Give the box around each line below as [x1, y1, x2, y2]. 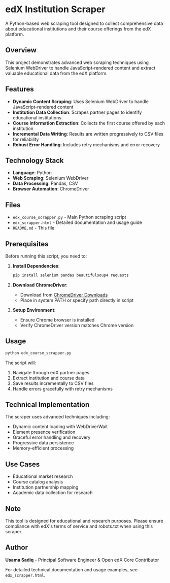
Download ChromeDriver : [12, 282, 67, 288]
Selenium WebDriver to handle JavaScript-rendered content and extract [5, 64, 156, 71]
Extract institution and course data [12, 375, 85, 381]
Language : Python [12, 170, 52, 176]
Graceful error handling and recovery [12, 434, 91, 440]
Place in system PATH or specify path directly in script [20, 297, 134, 303]
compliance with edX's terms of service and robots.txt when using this [5, 523, 153, 529]
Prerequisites [5, 240, 49, 248]
